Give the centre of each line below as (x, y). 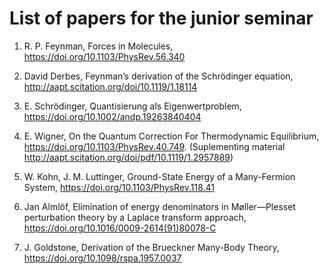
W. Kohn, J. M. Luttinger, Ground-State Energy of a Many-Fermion (159, 176)
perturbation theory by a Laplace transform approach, (135, 217)
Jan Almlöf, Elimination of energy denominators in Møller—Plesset (159, 206)
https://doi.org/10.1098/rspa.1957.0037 (102, 258)
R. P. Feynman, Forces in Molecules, (98, 46)
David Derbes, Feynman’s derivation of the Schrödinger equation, (158, 76)
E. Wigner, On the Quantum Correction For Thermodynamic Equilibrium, (171, 136)
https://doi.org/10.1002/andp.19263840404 (112, 116)
